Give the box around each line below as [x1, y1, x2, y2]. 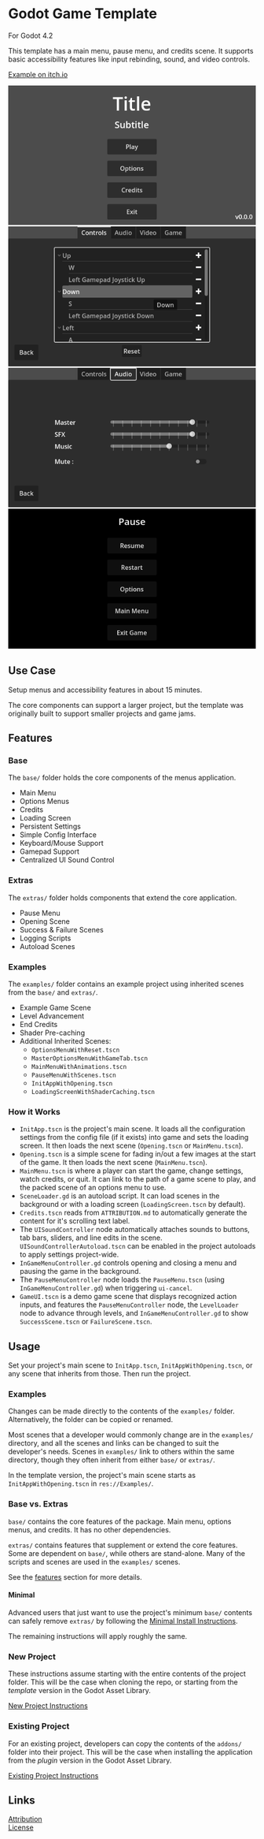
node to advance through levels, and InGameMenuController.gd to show [19, 1309, 249, 1318]
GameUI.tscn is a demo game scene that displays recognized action [19, 1292, 237, 1301]
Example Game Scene [19, 1003, 92, 1013]
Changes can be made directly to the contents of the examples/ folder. [8, 1406, 236, 1416]
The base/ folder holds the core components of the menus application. [8, 773, 236, 783]
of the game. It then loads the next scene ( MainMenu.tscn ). [19, 1158, 208, 1167]
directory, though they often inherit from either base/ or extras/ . [8, 1455, 216, 1465]
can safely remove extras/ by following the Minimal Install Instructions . [8, 1616, 238, 1625]
